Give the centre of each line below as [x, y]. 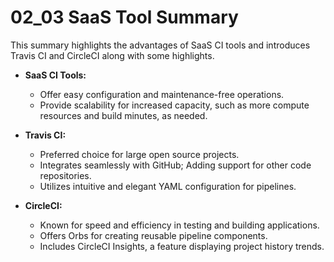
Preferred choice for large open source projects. [139, 154]
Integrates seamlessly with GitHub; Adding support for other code [175, 165]
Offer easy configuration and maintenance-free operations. [162, 94]
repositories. [65, 175]
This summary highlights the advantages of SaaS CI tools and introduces [160, 45]
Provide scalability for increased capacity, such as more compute [174, 105]
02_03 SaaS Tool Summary [124, 17]
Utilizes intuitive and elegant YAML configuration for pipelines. [168, 186]
